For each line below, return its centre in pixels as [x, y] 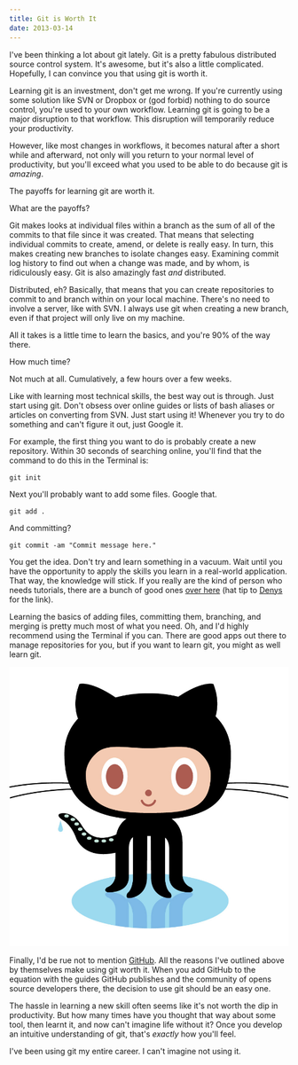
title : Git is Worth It [53, 19]
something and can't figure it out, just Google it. [96, 424]
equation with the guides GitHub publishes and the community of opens [141, 979]
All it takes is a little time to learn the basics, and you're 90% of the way [140, 335]
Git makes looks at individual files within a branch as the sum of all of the [142, 225]
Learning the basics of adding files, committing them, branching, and [135, 616]
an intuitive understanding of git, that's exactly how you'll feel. [123, 1034]
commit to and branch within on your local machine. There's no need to [140, 299]
